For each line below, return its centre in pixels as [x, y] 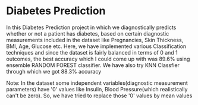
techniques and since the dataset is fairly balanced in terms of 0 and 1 [92, 52]
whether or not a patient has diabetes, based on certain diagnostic [88, 33]
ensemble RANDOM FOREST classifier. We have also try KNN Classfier [93, 65]
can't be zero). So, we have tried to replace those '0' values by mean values [99, 96]
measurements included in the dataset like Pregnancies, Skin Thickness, [95, 40]
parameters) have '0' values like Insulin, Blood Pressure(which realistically [97, 89]
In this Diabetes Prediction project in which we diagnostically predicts [91, 27]
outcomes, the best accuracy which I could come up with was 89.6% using [98, 59]
